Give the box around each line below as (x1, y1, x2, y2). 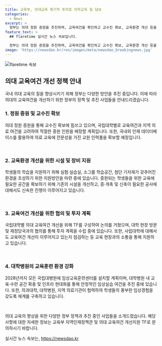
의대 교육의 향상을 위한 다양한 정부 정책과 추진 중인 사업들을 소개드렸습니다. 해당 (5, 313, 156, 319)
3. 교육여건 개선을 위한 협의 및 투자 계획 (5, 210, 91, 217)
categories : (5, 12, 29, 17)
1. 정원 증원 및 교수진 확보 (5, 110, 60, 117)
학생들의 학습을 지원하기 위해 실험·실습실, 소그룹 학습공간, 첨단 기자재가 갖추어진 (5, 169, 156, 175)
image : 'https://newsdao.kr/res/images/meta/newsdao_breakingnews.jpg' (5, 47, 152, 52)
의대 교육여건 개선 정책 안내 (5, 77, 81, 86)
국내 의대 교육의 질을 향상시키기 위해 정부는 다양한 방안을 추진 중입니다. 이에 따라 (5, 91, 157, 97)
